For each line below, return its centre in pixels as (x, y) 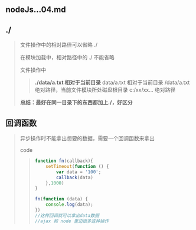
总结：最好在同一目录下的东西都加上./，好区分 (76, 102)
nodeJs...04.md (36, 10)
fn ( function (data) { (61, 199)
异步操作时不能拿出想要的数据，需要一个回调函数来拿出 (87, 138)
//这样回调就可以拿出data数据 (67, 215)
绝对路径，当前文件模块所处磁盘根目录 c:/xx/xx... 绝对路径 (105, 90)
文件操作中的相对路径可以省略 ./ (59, 45)
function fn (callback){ (64, 161)
